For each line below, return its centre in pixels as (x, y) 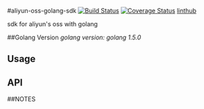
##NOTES (22, 99)
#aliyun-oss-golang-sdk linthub (102, 11)
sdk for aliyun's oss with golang (53, 24)
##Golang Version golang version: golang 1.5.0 (74, 37)
